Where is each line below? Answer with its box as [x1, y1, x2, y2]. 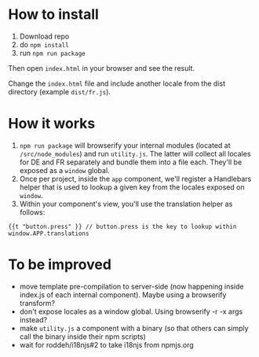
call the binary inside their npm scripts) [19, 332, 147, 341]
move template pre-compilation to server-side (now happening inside [19, 282, 244, 291]
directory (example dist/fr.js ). [8, 86, 111, 96]
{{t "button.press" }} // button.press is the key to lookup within [8, 223, 237, 230]
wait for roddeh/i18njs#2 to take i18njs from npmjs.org [19, 340, 194, 349]
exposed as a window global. [19, 165, 110, 175]
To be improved [8, 256, 112, 274]
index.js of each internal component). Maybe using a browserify [19, 289, 227, 300]
